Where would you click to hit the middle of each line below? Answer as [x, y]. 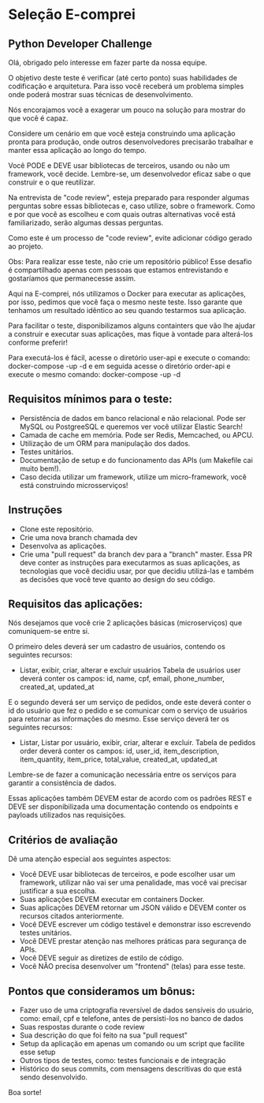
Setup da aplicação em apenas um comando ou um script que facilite [132, 1044]
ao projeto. [26, 246]
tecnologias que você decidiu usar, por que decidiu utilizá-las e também [137, 571]
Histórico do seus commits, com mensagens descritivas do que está [130, 1069]
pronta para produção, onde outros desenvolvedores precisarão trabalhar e [131, 142]
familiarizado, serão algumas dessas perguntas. [86, 223]
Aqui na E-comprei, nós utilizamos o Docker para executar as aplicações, [127, 294]
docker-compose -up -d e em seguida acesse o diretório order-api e [119, 366]
